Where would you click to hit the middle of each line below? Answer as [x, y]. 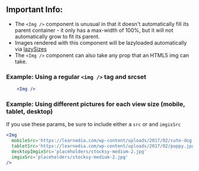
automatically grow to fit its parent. [57, 36]
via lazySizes [31, 49]
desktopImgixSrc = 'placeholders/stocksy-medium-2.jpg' [79, 152]
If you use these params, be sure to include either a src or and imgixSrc [94, 124]
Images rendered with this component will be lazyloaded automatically [101, 42]
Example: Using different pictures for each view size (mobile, [96, 104]
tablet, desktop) [30, 111]
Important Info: [35, 10]
